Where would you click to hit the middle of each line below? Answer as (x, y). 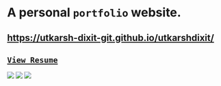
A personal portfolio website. (94, 13)
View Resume (32, 60)
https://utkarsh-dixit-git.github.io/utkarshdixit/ (110, 38)
